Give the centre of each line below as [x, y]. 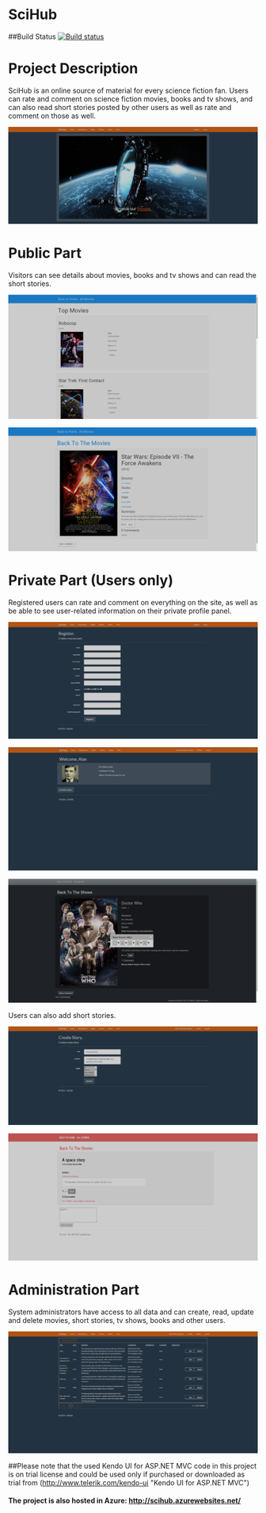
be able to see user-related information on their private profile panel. [120, 611]
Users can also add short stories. [62, 1015]
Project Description [73, 69]
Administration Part [74, 1290]
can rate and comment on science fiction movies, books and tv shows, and [131, 99]
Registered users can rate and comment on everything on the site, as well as [133, 602]
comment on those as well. [52, 116]
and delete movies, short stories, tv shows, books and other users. [117, 1320]
